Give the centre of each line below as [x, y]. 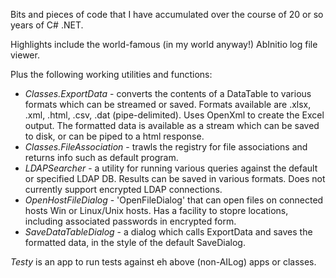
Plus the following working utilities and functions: [111, 74]
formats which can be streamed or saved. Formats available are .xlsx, [168, 104]
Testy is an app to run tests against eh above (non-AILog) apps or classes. [163, 262]
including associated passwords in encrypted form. [130, 221]
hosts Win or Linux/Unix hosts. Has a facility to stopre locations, [156, 210]
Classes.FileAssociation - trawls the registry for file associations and [166, 147]
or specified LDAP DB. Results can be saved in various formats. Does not [175, 178]
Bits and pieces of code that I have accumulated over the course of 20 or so [167, 14]
